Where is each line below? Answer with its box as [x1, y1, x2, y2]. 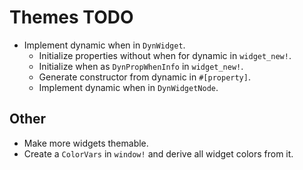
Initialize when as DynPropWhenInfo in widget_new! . [38, 60, 244, 72]
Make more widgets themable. [23, 137, 149, 149]
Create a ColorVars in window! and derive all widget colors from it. [23, 147, 294, 160]
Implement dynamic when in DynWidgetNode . [38, 81, 219, 93]
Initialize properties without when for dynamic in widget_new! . [38, 49, 292, 61]
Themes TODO [9, 6, 134, 29]
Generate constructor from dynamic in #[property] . [38, 71, 251, 83]
